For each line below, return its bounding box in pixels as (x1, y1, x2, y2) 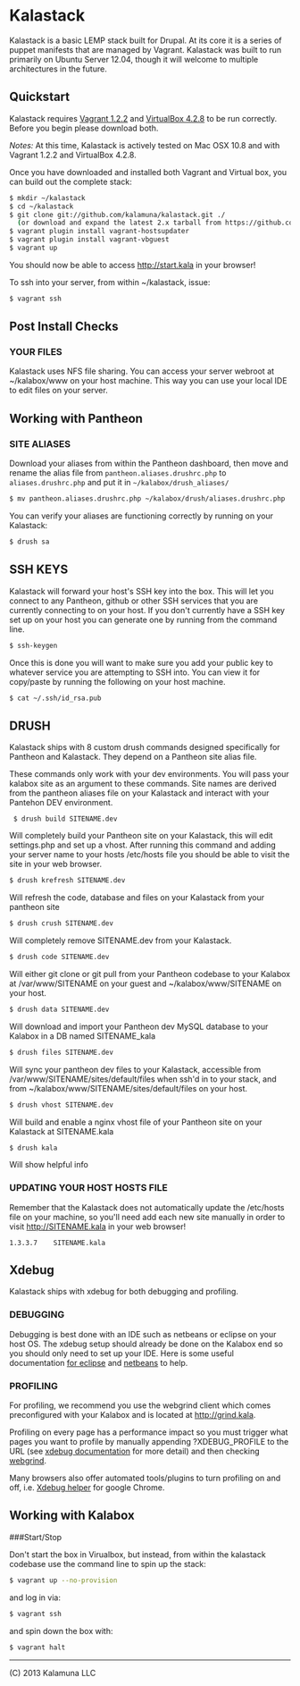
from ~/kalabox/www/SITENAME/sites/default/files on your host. (9, 1083, 248, 1093)
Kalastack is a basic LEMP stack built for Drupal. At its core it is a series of (9, 35, 282, 46)
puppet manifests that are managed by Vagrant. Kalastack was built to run (9, 44, 282, 55)
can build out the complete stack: (9, 176, 132, 187)
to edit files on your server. (9, 385, 109, 396)
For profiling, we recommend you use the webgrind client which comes (9, 1400, 271, 1411)
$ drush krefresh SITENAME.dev (9, 876, 126, 885)
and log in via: (9, 1592, 61, 1603)
